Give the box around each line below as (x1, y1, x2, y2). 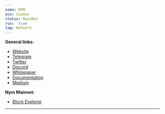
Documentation (12, 75, 44, 81)
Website (12, 49, 29, 55)
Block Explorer (12, 99, 42, 105)
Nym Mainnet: (5, 89, 35, 95)
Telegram (12, 54, 32, 59)
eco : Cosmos (5, 12, 29, 17)
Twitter (12, 59, 27, 65)
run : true (5, 21, 27, 26)
